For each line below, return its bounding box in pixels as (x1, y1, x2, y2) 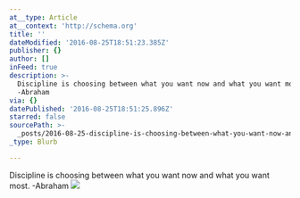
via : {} (9, 95, 38, 105)
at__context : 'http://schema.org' (9, 21, 138, 30)
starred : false (9, 112, 66, 121)
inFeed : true (9, 63, 58, 72)
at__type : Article (9, 12, 78, 22)
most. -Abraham (9, 180, 70, 191)
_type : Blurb (9, 137, 58, 146)
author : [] (9, 54, 50, 63)
